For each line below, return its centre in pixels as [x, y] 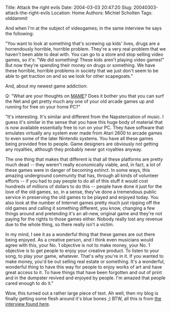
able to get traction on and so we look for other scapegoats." [69, 76]
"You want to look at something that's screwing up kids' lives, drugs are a [82, 43]
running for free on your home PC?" [43, 107]
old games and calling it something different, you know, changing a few [80, 208]
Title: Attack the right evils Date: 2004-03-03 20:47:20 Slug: [69, 7]
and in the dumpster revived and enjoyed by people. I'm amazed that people [86, 278]
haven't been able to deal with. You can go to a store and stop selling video [84, 54]
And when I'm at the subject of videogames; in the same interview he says [83, 28]
